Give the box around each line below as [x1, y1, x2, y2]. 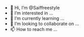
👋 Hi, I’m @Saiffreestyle [10, 5, 60, 10]
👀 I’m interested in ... [10, 10, 53, 16]
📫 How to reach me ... [10, 26, 58, 32]
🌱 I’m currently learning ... [10, 15, 65, 21]
